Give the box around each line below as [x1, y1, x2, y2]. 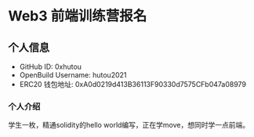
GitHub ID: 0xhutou [19, 62, 82, 71]
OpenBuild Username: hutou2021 [19, 70, 127, 79]
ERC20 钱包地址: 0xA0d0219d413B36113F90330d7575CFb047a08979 [19, 80, 247, 88]
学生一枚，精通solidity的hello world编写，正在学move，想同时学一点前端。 [8, 121, 249, 130]
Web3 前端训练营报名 [8, 7, 147, 25]
